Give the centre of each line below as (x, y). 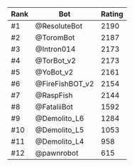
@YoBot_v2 (54, 72)
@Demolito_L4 (60, 141)
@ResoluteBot (59, 26)
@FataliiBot (54, 107)
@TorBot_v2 (56, 61)
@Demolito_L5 (60, 130)
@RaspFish (54, 95)
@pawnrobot (57, 153)
